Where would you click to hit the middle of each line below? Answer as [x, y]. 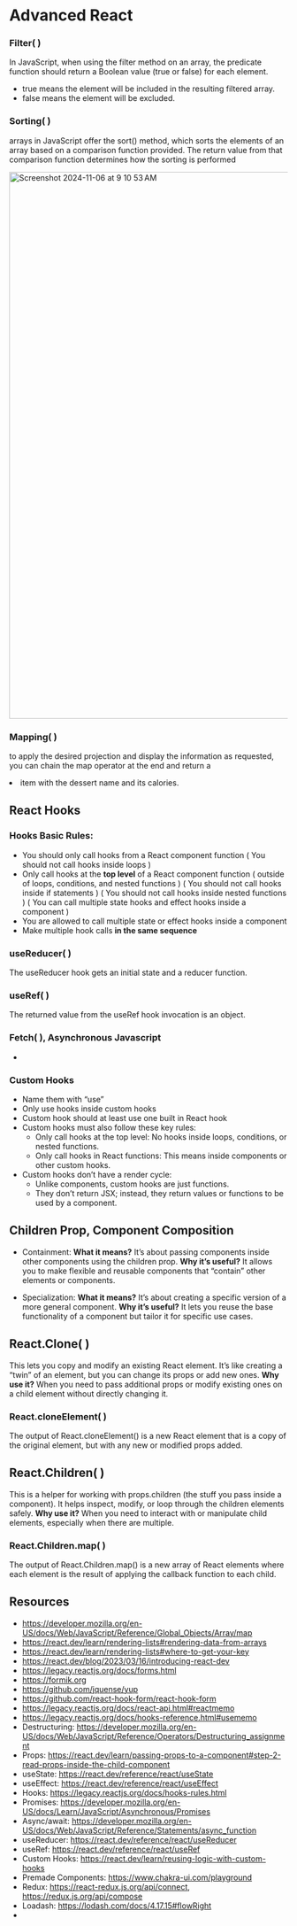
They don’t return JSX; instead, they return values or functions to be [160, 1193]
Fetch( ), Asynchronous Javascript [85, 1038]
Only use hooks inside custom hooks [89, 1109]
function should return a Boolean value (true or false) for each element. [139, 72]
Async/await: [46, 1821]
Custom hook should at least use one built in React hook [125, 1118]
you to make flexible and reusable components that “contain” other [144, 1271]
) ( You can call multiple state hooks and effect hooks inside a [134, 902]
